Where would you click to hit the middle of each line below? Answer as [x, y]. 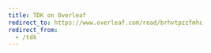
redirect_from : [33, 30]
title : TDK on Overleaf [47, 15]
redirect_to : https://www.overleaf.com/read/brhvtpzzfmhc [105, 23]
